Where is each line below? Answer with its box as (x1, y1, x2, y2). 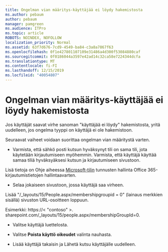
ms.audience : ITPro (5, 26, 46, 31)
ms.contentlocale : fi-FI (5, 63, 57, 68)
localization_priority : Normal (5, 40, 71, 45)
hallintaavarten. (44, 172, 76, 178)
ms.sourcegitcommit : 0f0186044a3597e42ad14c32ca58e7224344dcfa (5, 54, 141, 59)
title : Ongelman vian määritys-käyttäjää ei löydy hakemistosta (5, 7, 143, 13)
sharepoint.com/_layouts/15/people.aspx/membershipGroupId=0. (5, 212, 140, 218)
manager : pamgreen (5, 21, 44, 27)
